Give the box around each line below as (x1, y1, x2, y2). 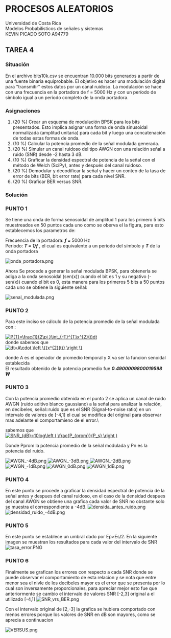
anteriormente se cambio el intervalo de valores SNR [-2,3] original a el (5, 590, 155, 597)
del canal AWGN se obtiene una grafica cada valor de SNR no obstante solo (5, 498, 165, 505)
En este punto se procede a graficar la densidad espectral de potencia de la (5, 488, 165, 494)
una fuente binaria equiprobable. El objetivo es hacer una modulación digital (5, 78, 165, 84)
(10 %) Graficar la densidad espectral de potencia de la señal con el (12, 156, 156, 163)
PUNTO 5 (5, 522, 29, 529)
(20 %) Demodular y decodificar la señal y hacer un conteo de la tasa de (12, 167, 166, 174)
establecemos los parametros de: (5, 227, 76, 234)
